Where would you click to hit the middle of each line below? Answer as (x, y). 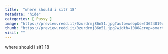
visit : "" (15, 33)
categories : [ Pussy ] (29, 19)
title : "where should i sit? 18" (41, 10)
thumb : (12, 28)
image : (12, 24)
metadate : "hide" (23, 14)
